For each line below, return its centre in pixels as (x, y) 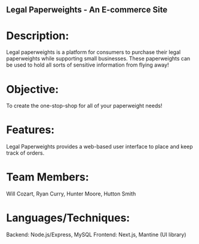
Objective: (33, 89)
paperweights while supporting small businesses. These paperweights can (98, 59)
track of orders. (25, 153)
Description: (38, 36)
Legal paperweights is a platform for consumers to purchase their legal (94, 52)
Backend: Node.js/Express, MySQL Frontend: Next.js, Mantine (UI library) (96, 235)
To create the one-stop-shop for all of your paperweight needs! (84, 106)
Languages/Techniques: (68, 218)
